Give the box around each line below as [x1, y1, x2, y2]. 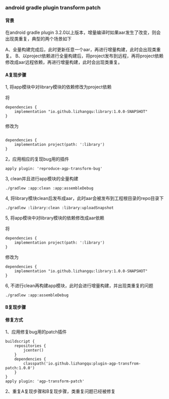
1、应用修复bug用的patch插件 [5, 329, 67, 335]
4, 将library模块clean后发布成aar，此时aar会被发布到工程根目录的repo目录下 [5, 195, 164, 202]
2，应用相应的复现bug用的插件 [5, 156, 69, 162]
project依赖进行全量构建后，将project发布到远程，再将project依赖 [27, 53, 164, 59]
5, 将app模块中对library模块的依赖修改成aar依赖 [5, 215, 104, 221]
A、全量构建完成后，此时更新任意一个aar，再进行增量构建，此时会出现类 [5, 47, 156, 53]
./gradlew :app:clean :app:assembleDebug [5, 186, 94, 191]
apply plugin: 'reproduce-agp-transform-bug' [5, 166, 102, 171]
